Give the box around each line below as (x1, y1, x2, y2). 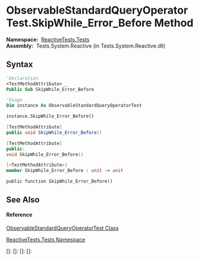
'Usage (6, 97, 23, 103)
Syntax (6, 59, 33, 70)
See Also (6, 195, 40, 205)
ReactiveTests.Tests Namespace (6, 236, 86, 243)
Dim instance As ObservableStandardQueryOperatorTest (6, 102, 143, 109)
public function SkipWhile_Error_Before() (6, 178, 113, 184)
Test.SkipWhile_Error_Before (6, 16, 152, 30)
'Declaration (6, 75, 39, 81)
